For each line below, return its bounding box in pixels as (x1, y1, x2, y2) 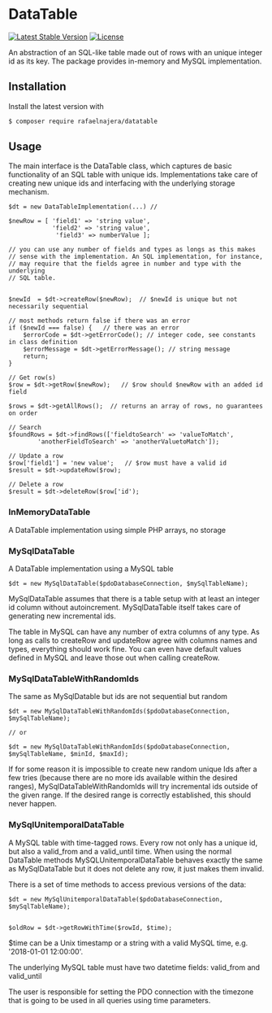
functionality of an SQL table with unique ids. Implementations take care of (8, 170, 258, 180)
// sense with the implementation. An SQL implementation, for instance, (8, 253, 264, 261)
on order (8, 409, 38, 417)
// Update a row (8, 452, 63, 461)
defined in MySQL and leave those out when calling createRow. (8, 653, 220, 663)
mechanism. (8, 187, 50, 197)
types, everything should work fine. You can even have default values (8, 644, 242, 654)
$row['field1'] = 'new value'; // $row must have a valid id (8, 459, 227, 468)
